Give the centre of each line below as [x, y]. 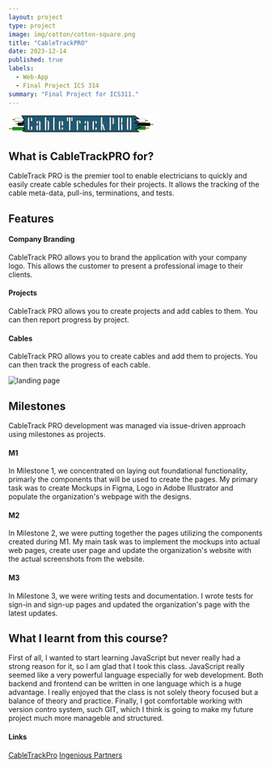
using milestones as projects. [57, 434]
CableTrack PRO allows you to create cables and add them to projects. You [133, 356]
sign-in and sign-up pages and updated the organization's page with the [129, 604]
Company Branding [42, 239]
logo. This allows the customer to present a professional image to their [126, 266]
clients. [21, 274]
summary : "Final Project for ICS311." [74, 94]
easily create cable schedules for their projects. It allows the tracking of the [134, 184]
